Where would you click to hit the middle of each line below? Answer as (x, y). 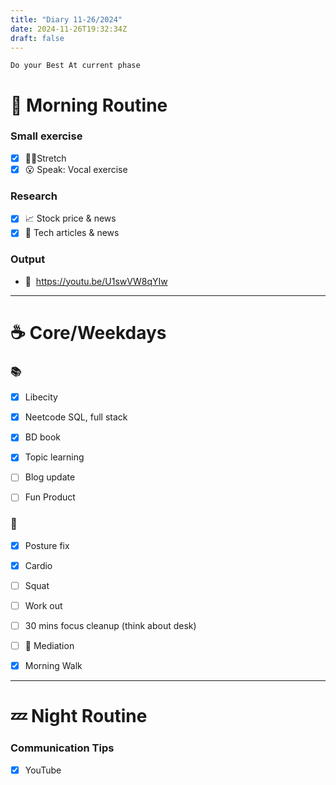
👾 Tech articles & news (72, 233)
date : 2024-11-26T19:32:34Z (69, 29)
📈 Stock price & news (70, 218)
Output (28, 259)
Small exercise (46, 136)
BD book (43, 437)
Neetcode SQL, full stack (76, 417)
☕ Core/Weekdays (88, 332)
